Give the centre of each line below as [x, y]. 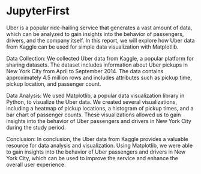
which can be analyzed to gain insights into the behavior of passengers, [95, 34]
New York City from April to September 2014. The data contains [85, 71]
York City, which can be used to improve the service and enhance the [92, 158]
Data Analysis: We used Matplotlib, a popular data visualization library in [95, 95]
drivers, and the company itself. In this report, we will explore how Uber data [100, 40]
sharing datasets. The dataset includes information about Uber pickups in [97, 65]
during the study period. [36, 127]
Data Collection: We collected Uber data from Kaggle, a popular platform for [100, 58]
